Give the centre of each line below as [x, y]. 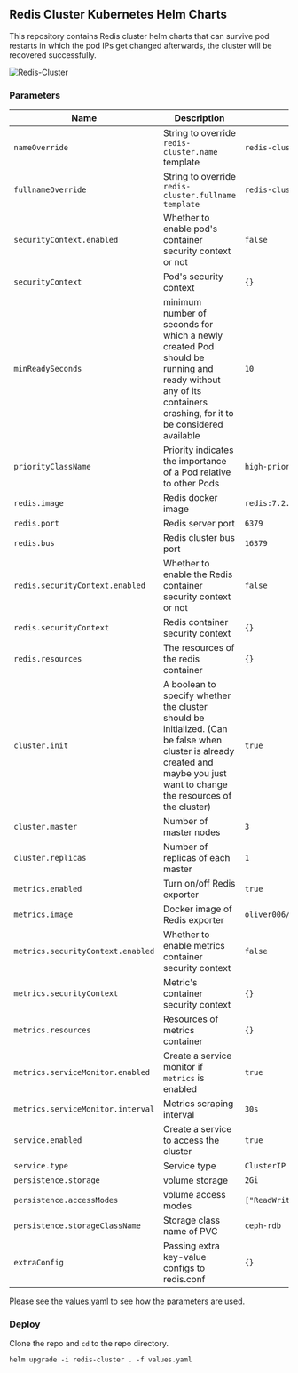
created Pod [188, 347]
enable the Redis [198, 574]
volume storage [196, 1180]
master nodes [192, 832]
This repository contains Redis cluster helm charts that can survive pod [139, 36]
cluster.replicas [50, 858]
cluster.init [41, 746]
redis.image [39, 503]
